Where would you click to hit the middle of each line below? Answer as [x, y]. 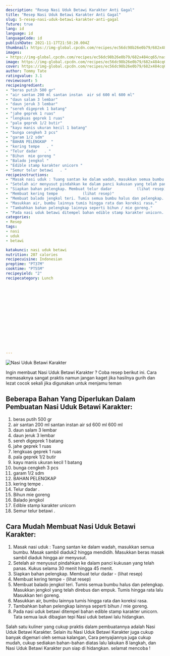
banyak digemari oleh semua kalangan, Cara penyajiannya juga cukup [78, 637]
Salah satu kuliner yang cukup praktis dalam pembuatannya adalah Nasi [80, 627]
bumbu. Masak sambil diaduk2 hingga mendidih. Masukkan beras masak [89, 552]
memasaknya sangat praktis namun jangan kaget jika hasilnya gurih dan [80, 378]
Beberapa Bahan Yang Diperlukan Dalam [71, 399]
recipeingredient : [25, 85]
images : [14, 52]
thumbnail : [17, 48]
